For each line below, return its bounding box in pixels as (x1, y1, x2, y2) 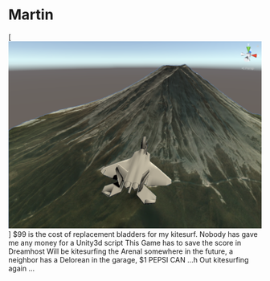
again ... (8, 263, 35, 274)
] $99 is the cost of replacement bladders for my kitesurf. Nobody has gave (8, 230, 259, 239)
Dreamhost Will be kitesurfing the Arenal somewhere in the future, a (8, 246, 234, 256)
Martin (8, 6, 54, 24)
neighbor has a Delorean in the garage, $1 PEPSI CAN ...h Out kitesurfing (8, 255, 249, 265)
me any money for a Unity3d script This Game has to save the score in (8, 238, 242, 248)
